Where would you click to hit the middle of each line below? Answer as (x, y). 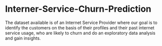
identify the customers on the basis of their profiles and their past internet (80, 27)
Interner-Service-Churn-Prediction (78, 9)
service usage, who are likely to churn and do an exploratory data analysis (80, 33)
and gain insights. (23, 38)
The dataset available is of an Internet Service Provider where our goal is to (81, 23)
